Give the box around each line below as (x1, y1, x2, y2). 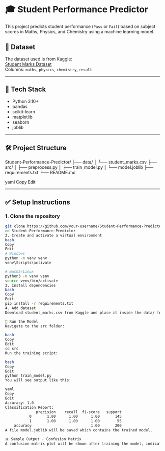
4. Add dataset (5, 305, 36, 311)
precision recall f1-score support (36, 409, 122, 415)
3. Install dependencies (5, 283, 56, 288)
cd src (5, 346, 19, 351)
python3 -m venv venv (5, 273, 50, 279)
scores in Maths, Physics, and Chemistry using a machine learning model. (5, 28, 155, 34)
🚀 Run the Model (5, 319, 38, 324)
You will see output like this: (5, 378, 71, 383)
